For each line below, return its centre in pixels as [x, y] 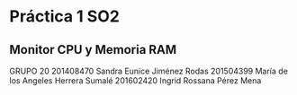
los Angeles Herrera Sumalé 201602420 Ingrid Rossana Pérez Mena [135, 81]
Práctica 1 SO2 [64, 17]
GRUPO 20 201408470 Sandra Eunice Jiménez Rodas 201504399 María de [148, 71]
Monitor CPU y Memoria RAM [93, 50]
